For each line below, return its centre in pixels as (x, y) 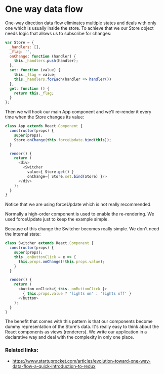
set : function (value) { (35, 70)
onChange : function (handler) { (43, 56)
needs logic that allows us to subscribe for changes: (58, 33)
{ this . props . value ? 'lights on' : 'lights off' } (77, 294)
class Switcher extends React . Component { (49, 243)
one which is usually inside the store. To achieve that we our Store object (80, 28)
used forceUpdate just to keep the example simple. (57, 219)
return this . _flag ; (34, 93)
